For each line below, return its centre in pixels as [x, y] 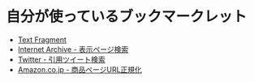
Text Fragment [42, 39]
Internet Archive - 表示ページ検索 [73, 49]
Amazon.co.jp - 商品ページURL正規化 [80, 69]
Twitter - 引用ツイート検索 [61, 59]
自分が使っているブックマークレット [127, 17]
